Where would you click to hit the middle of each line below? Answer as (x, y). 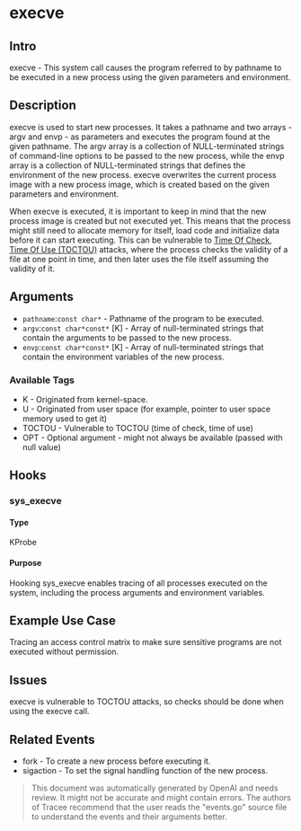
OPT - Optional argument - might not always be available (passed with (152, 438)
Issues (28, 680)
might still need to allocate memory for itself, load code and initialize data (145, 230)
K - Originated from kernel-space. (85, 399)
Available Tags (42, 380)
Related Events (52, 739)
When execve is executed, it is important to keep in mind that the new (138, 211)
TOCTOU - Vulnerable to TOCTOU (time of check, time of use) (138, 428)
